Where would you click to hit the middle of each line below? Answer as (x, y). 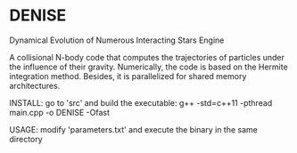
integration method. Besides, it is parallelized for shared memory (128, 76)
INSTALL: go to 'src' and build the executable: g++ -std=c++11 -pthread (141, 102)
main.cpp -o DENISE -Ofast (59, 112)
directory (26, 139)
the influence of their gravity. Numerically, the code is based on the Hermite (148, 67)
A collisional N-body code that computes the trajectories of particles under (147, 57)
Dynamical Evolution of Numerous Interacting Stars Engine (117, 40)
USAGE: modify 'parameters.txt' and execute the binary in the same (134, 129)
